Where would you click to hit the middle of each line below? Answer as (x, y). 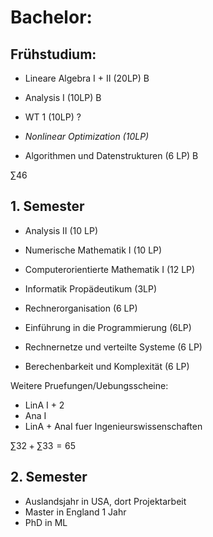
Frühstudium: (53, 54)
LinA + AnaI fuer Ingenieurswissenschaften (113, 426)
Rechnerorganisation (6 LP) (81, 308)
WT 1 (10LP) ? (53, 117)
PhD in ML (46, 522)
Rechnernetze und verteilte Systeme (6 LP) (113, 347)
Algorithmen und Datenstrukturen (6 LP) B (111, 155)
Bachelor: (51, 17)
